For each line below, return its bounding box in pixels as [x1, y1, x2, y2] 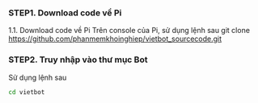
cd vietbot [8, 88, 45, 96]
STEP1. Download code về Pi [8, 7, 122, 19]
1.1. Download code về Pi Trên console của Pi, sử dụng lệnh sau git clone [8, 26, 251, 35]
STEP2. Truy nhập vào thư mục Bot [8, 54, 148, 65]
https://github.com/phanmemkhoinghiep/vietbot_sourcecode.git [8, 34, 222, 43]
